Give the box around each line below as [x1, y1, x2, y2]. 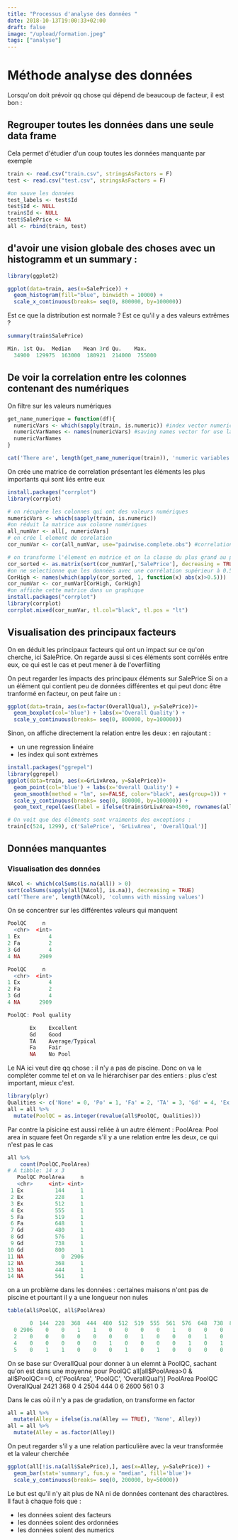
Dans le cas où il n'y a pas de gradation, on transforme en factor [7, 1395, 195, 1404]
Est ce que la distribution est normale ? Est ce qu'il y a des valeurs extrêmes [7, 311, 229, 320]
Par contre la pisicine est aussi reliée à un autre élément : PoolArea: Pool [7, 1125, 219, 1134]
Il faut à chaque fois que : [7, 1497, 81, 1505]
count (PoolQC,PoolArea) [20, 1161, 91, 1168]
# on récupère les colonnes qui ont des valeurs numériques [7, 508, 189, 515]
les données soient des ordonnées [17, 1518, 119, 1527]
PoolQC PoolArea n [16, 1173, 84, 1181]
